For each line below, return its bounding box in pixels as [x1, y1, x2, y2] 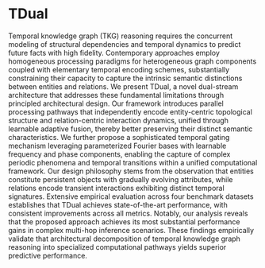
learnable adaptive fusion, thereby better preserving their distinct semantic [8, 124, 253, 134]
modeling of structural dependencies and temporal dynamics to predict [8, 39, 241, 49]
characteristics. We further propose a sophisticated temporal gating [8, 132, 230, 142]
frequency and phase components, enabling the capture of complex [8, 149, 231, 159]
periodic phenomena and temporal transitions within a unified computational [8, 157, 258, 167]
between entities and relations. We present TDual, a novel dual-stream [8, 81, 239, 91]
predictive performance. [8, 251, 87, 260]
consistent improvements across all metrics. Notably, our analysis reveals [8, 208, 248, 218]
